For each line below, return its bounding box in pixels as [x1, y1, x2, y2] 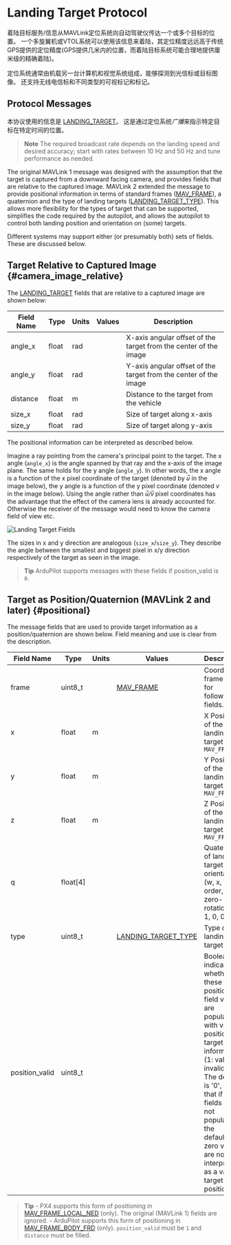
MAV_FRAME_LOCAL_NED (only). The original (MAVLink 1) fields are [23, 1209, 218, 1217]
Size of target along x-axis [126, 409, 212, 418]
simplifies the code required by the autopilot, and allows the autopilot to [7, 212, 210, 220]
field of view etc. [7, 512, 55, 520]
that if [203, 1089, 223, 1099]
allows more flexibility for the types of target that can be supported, [7, 204, 199, 212]
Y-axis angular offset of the [126, 361, 216, 370]
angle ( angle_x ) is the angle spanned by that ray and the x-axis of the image [7, 458, 222, 467]
